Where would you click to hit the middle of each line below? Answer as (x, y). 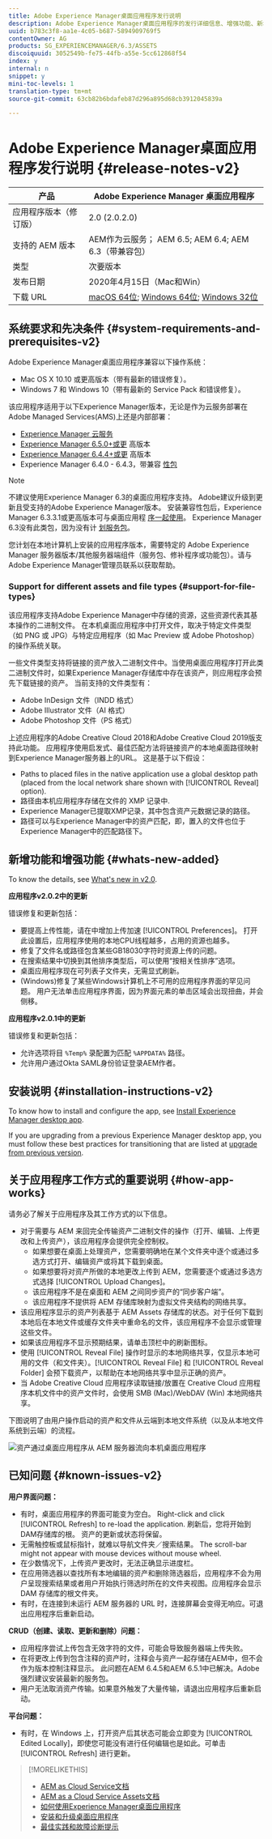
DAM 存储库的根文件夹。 (61, 1593)
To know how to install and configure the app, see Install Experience (122, 1111)
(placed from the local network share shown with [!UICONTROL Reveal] (139, 783)
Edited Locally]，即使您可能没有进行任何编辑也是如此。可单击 (123, 1743)
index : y (23, 62)
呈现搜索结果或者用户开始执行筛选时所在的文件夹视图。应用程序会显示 (144, 1583)
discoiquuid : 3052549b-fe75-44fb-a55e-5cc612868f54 (97, 53)
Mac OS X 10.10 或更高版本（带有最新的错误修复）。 (105, 379)
